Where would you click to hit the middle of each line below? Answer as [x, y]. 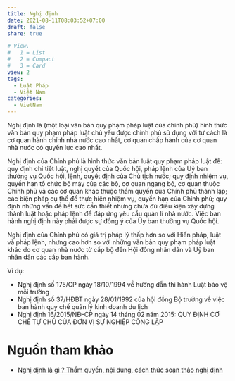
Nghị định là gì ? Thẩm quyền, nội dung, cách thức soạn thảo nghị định [120, 370]
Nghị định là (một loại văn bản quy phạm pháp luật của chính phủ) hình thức [117, 125]
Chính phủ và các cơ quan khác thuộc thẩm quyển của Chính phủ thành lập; [117, 191]
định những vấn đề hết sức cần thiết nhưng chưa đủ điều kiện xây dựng [111, 206]
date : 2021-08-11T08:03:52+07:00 [56, 20]
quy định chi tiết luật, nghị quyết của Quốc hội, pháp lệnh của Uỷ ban [108, 169]
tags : [15, 79]
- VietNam [28, 105]
